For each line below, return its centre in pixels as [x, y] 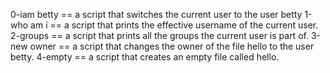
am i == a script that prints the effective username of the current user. [174, 25]
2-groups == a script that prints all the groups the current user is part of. [159, 35]
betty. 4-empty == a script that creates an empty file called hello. [145, 57]
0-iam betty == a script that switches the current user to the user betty [156, 14]
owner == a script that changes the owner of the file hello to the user [172, 46]
